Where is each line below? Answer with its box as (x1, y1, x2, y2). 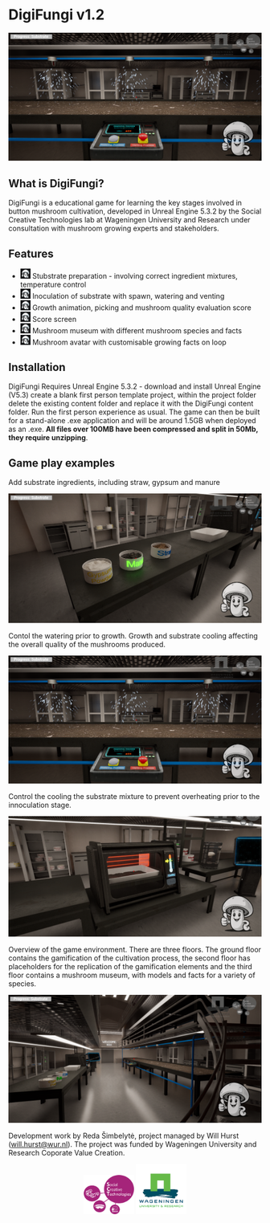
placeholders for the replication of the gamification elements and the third (8, 962, 253, 972)
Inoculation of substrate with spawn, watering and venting (31, 291, 225, 300)
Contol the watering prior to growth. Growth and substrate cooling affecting (8, 630, 259, 640)
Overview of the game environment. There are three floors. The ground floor (8, 945, 262, 955)
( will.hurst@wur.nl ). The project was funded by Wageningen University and (8, 1139, 257, 1149)
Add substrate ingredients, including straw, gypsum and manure (8, 478, 221, 487)
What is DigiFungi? (8, 177, 104, 190)
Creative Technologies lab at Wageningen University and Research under (8, 215, 251, 225)
